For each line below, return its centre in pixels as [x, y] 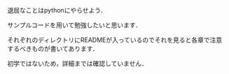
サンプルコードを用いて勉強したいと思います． [75, 25]
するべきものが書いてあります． [53, 49]
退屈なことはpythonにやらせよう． [57, 10]
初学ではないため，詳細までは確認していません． [78, 64]
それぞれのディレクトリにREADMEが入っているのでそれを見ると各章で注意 [115, 40]
